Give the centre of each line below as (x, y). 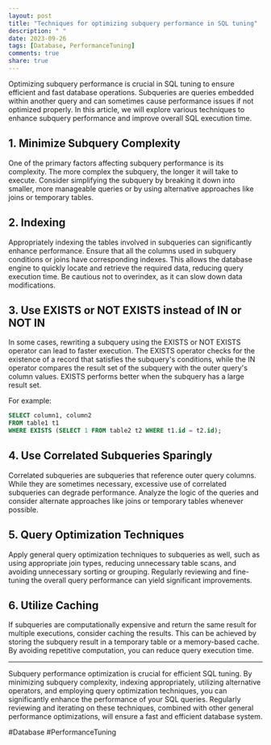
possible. (23, 509)
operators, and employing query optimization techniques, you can (118, 691)
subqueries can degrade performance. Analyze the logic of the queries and (134, 492)
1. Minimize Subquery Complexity (95, 143)
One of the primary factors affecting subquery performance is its (116, 163)
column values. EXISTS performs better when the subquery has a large (126, 377)
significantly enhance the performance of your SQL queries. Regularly (125, 700)
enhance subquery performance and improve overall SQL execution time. (130, 118)
